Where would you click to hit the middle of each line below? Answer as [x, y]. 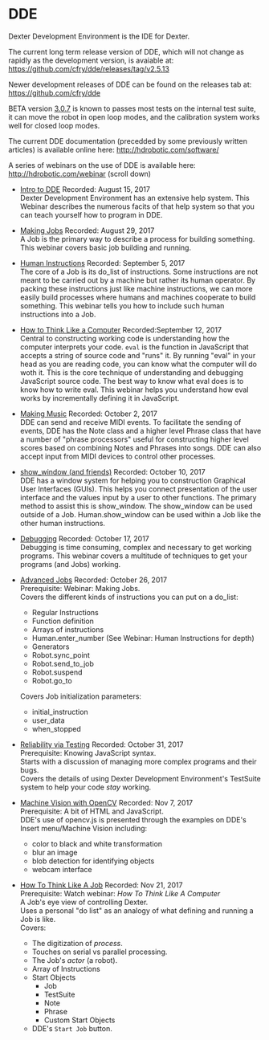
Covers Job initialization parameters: [81, 696]
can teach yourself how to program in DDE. [91, 214]
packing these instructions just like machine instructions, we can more [136, 288]
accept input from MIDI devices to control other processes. [118, 456]
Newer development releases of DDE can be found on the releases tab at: [130, 84]
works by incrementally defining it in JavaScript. [100, 398]
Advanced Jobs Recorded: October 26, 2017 [93, 580]
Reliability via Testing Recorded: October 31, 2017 [102, 744]
